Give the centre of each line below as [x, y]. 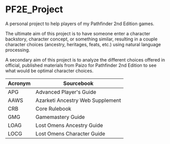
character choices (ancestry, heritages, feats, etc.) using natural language [83, 44]
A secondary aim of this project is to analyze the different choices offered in [85, 59]
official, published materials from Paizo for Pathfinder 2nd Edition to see [81, 65]
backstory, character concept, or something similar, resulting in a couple [81, 39]
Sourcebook [78, 83]
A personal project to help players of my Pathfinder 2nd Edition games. [80, 24]
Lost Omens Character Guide [70, 133]
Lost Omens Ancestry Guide [69, 125]
